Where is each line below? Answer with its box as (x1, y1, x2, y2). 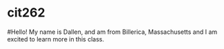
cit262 (7, 5, 45, 21)
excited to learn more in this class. (7, 35, 105, 43)
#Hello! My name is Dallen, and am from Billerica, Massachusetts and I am (7, 28, 218, 36)
